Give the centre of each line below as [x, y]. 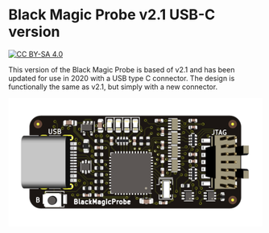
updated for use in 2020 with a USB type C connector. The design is [122, 78]
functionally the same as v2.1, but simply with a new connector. [113, 87]
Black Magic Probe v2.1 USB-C [112, 15]
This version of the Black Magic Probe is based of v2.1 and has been [122, 69]
